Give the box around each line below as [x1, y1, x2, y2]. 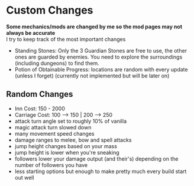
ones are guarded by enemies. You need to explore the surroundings [14, 53, 183, 60]
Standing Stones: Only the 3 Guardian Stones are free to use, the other [14, 47, 187, 54]
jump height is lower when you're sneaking [14, 149, 119, 156]
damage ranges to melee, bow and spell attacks [14, 136, 132, 143]
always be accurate [6, 29, 56, 36]
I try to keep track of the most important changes [6, 35, 126, 43]
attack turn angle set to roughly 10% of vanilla [14, 118, 127, 125]
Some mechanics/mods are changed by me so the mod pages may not [6, 23, 182, 30]
